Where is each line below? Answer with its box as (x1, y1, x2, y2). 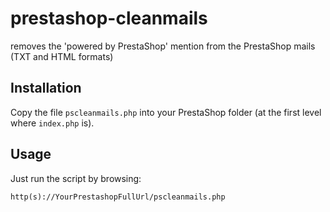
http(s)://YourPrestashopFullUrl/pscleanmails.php (10, 192, 226, 202)
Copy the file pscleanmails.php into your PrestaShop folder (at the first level (10, 106, 322, 118)
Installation (10, 80, 82, 97)
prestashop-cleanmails (10, 7, 208, 30)
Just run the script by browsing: (10, 172, 142, 184)
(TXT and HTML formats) (10, 50, 114, 62)
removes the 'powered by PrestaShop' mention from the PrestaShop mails (10, 40, 316, 52)
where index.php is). (10, 117, 95, 129)
